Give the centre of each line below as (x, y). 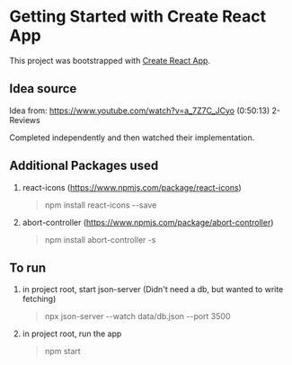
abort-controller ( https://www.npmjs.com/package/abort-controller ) (148, 222)
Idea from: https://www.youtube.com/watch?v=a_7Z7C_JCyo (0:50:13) (140, 111)
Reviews (25, 120)
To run (28, 267)
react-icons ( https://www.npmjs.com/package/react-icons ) (132, 187)
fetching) (39, 299)
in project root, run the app (72, 334)
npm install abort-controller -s (100, 239)
